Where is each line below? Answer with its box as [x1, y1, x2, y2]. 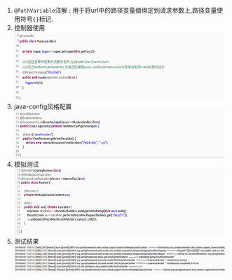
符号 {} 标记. [20, 15, 54, 23]
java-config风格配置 [13, 102, 72, 111]
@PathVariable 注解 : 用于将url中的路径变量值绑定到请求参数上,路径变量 [13, 6, 217, 14]
